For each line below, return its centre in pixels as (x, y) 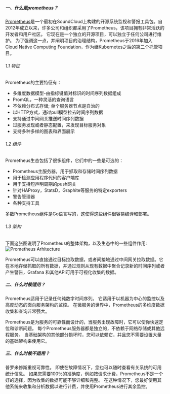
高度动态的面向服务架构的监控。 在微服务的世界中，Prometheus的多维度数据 (85, 305)
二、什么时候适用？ (25, 285)
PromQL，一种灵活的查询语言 (43, 100)
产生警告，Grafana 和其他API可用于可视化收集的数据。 (62, 272)
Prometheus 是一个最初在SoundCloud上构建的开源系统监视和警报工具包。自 (84, 21)
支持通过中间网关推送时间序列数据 (48, 119)
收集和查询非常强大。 (27, 311)
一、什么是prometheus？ (32, 8)
